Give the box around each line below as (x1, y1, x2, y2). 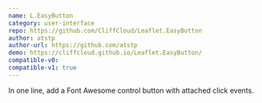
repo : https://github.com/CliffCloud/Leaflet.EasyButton (8, 26, 203, 34)
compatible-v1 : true (8, 64, 78, 72)
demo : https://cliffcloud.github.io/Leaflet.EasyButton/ (8, 49, 203, 57)
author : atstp (8, 34, 56, 42)
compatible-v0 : (8, 57, 59, 65)
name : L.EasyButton (8, 11, 74, 20)
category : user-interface (8, 19, 95, 27)
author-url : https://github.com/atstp (8, 42, 138, 50)
